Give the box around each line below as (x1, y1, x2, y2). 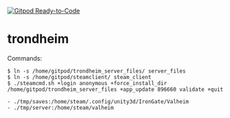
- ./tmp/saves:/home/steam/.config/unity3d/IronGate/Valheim (7, 98, 189, 105)
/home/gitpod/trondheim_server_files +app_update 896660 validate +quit (7, 86, 224, 93)
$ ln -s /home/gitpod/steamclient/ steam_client (7, 73, 152, 80)
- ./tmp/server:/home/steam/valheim (7, 104, 114, 111)
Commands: (7, 54, 43, 62)
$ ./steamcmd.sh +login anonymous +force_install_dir (7, 80, 168, 87)
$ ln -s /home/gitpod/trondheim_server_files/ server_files (7, 67, 187, 75)
